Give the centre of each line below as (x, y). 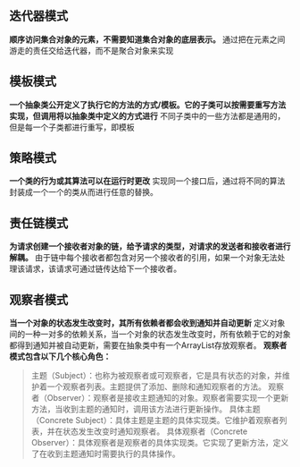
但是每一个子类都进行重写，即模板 (72, 127)
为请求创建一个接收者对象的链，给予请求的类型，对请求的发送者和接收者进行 (150, 246)
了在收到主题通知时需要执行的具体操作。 (105, 454)
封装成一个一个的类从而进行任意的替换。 (83, 192)
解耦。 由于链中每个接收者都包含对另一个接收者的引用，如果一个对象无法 (143, 258)
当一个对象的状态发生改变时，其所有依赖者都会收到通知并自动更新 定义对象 (147, 323)
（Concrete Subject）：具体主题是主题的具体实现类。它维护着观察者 (155, 420)
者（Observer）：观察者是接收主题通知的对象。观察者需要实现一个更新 (160, 398)
